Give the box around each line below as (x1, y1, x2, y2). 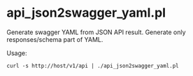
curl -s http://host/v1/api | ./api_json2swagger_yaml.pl (6, 62, 179, 69)
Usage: (6, 49, 27, 57)
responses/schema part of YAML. (6, 35, 103, 43)
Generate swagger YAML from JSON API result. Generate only (6, 28, 186, 36)
